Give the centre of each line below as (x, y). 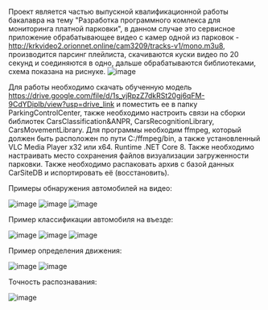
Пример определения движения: (65, 250)
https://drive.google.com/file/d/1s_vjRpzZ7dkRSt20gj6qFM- (107, 95)
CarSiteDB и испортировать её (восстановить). (89, 173)
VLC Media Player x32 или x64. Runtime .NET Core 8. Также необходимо (132, 147)
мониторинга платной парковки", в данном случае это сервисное (122, 29)
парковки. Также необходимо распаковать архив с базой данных (122, 164)
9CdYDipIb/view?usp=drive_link (62, 104)
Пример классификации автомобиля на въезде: (91, 219)
